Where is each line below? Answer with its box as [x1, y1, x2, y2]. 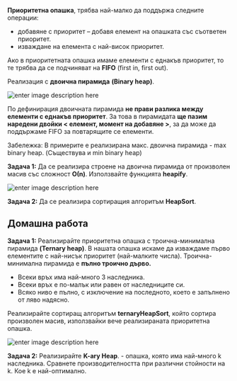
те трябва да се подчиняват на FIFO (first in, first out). [7, 64, 168, 72]
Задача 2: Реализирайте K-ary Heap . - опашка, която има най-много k [7, 351, 221, 360]
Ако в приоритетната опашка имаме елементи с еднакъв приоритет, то [7, 56, 224, 64]
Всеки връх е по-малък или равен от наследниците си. [17, 280, 185, 289]
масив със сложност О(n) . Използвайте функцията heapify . [7, 170, 188, 178]
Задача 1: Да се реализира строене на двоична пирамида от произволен [7, 162, 231, 171]
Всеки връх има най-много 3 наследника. [17, 273, 145, 281]
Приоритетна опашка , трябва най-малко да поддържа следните [7, 6, 204, 14]
